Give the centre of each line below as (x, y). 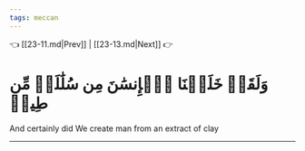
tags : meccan (34, 18)
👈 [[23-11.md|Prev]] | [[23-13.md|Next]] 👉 (91, 44)
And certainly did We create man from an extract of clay (114, 128)
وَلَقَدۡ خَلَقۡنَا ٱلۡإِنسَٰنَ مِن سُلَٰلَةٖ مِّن (139, 84)
